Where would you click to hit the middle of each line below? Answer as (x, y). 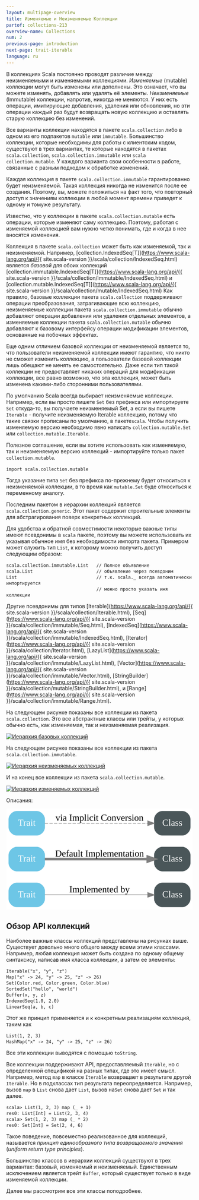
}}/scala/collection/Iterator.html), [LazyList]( (60, 650)
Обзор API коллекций (48, 926)
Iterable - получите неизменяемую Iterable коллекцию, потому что (92, 414)
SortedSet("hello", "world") (42, 989)
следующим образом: (34, 554)
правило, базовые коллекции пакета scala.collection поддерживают (94, 296)
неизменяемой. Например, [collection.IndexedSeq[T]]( (75, 252)
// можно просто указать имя (132, 589)
